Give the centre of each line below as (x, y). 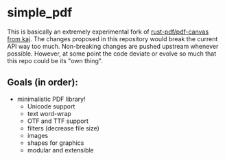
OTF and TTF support (58, 121)
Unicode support (51, 106)
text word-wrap (49, 113)
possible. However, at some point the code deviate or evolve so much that (112, 54)
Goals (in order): (43, 83)
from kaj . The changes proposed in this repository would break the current (113, 38)
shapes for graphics (56, 143)
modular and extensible (60, 150)
